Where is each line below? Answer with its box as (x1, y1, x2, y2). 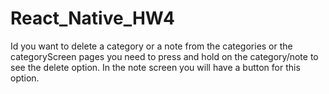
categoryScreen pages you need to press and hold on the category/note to (10, 50, 319, 62)
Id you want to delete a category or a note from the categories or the (10, 40, 293, 52)
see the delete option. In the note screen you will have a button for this (10, 61, 301, 73)
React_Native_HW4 (10, 7, 175, 30)
